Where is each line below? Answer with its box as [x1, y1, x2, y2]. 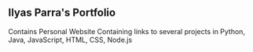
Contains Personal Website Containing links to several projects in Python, [8, 26, 246, 36]
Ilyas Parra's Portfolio [8, 6, 116, 19]
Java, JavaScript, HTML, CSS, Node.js [8, 35, 133, 44]
